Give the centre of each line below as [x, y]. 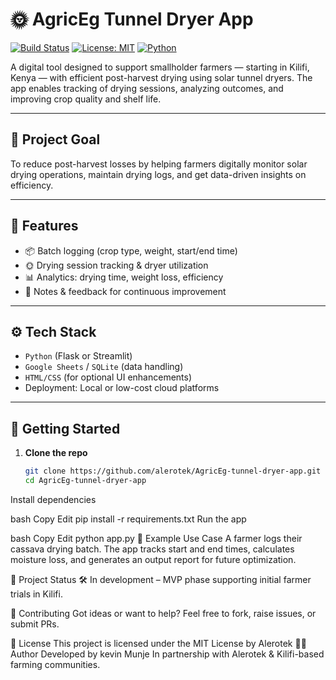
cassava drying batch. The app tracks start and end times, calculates [152, 549]
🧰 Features [44, 226]
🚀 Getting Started [65, 428]
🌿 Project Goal [55, 139]
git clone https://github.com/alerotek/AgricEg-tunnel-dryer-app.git [173, 471]
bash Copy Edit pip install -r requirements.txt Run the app [128, 519]
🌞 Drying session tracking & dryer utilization [116, 265]
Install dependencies [53, 499]
